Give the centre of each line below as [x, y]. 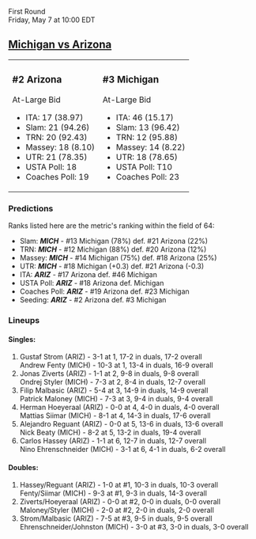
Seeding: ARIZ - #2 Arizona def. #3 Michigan [93, 300]
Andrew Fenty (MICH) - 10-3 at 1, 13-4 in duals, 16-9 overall [116, 365]
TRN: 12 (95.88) [147, 137]
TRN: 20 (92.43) [56, 137]
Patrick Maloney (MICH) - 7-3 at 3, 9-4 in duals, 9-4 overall [116, 399]
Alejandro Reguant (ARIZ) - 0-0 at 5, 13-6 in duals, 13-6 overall [121, 424]
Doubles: [23, 467]
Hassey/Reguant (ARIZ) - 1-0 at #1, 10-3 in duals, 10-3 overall [119, 485]
